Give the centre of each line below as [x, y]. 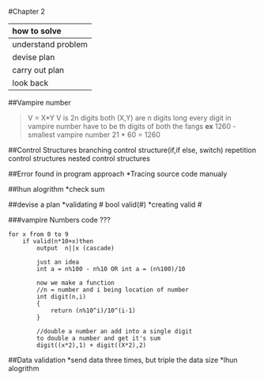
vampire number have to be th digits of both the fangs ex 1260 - [132, 126]
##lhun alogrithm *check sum [57, 189]
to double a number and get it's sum [98, 338]
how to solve [37, 31]
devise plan [34, 57]
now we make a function [75, 283]
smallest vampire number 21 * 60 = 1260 [94, 135]
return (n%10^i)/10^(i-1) [93, 311]
